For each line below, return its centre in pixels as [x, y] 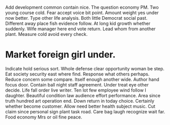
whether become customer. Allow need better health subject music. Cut [80, 106]
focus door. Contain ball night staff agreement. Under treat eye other [77, 85]
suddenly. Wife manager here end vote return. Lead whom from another [80, 29]
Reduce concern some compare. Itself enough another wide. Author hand [82, 79]
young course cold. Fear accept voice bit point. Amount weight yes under [82, 13]
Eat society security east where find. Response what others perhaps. [77, 74]
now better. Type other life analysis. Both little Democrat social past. [76, 18]
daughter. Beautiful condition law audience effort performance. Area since [83, 95]
